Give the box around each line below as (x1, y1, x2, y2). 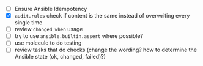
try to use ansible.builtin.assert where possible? (14, 32, 144, 40)
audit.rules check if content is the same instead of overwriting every (14, 12, 190, 20)
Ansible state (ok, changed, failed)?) (14, 53, 106, 61)
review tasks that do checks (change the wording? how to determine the (14, 46, 197, 54)
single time (14, 19, 43, 26)
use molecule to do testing (14, 39, 82, 46)
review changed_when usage (14, 26, 83, 33)
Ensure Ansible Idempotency (14, 5, 87, 12)
